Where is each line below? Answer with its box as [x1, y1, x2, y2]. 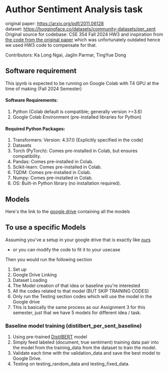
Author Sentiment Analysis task [5, 4, 143, 15]
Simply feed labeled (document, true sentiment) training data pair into [12, 339, 159, 346]
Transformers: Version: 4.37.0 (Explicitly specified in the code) [12, 137, 144, 143]
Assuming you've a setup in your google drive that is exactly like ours [5, 237, 151, 243]
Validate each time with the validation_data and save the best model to [12, 350, 160, 356]
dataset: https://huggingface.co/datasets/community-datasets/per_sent [5, 25, 156, 32]
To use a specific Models [5, 223, 86, 232]
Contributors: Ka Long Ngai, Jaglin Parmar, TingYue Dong [5, 52, 126, 58]
